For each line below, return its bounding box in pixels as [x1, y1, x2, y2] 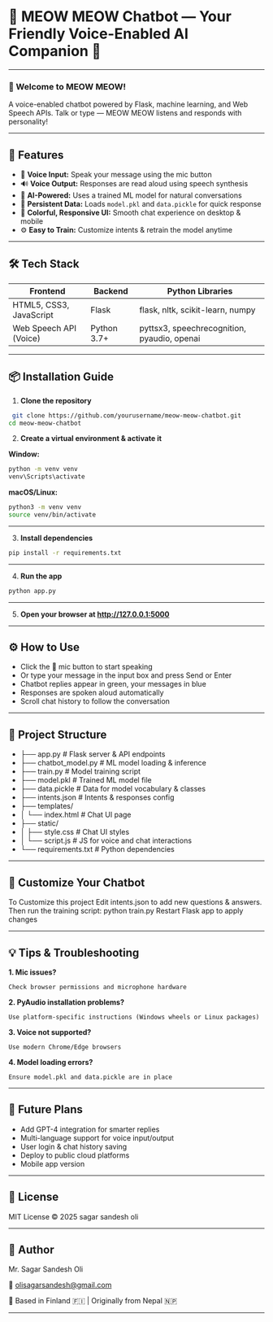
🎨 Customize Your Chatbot [8, 875, 145, 889]
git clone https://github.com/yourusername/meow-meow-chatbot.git [11, 411, 242, 420]
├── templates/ [19, 801, 74, 811]
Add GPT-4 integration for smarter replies [19, 1124, 160, 1134]
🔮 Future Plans [8, 1102, 84, 1117]
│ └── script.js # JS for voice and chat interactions [19, 836, 193, 845]
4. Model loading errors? [8, 1057, 93, 1067]
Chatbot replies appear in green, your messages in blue [19, 679, 207, 689]
